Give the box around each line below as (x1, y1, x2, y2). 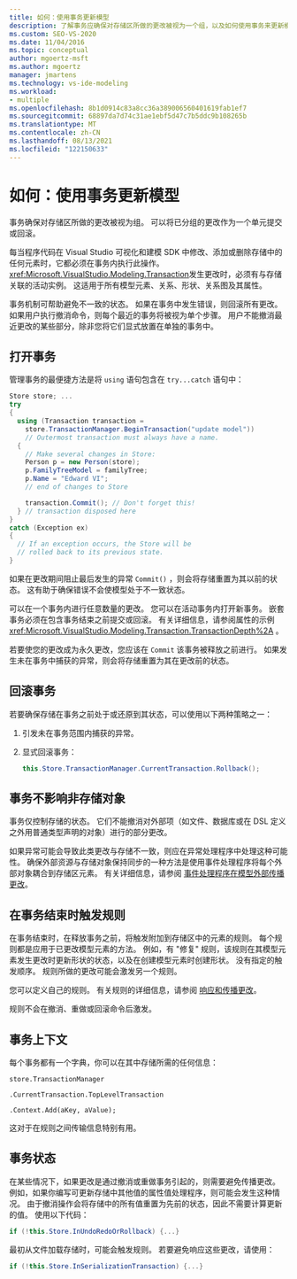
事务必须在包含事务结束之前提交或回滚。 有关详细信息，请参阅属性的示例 (9, 614, 275, 624)
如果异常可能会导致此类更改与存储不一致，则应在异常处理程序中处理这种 (9, 846, 272, 857)
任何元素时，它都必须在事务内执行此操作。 (9, 258, 164, 268)
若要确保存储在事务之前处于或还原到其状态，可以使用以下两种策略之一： (9, 709, 272, 719)
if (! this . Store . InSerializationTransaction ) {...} (9, 1261, 203, 1271)
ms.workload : (9, 87, 57, 96)
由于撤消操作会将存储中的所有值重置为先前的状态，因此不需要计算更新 (26, 1198, 283, 1209)
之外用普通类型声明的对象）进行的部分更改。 (9, 827, 172, 838)
